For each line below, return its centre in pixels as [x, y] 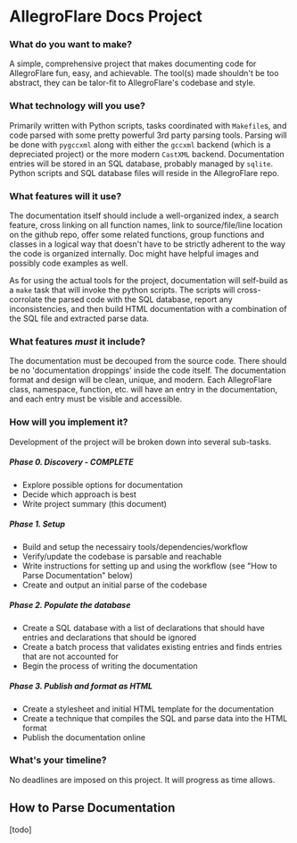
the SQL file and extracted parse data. [79, 318]
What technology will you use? [77, 106]
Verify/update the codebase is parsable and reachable [122, 556]
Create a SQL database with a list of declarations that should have [144, 628]
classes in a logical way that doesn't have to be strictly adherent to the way [147, 244]
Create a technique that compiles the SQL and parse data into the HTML [155, 718]
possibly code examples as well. [69, 263]
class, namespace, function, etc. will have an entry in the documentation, [144, 390]
